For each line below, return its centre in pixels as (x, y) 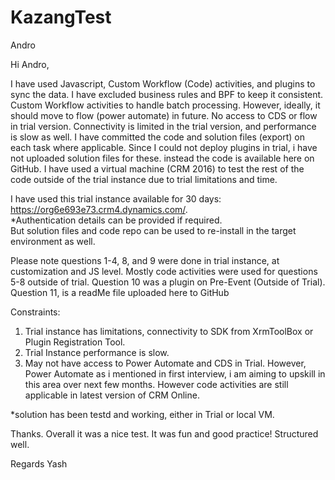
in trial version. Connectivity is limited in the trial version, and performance (163, 126)
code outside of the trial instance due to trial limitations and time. (144, 179)
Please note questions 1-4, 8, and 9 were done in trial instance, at (145, 260)
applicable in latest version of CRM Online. (112, 395)
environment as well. (53, 241)
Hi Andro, (30, 64)
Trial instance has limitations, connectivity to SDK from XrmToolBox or (169, 331)
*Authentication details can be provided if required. (116, 220)
